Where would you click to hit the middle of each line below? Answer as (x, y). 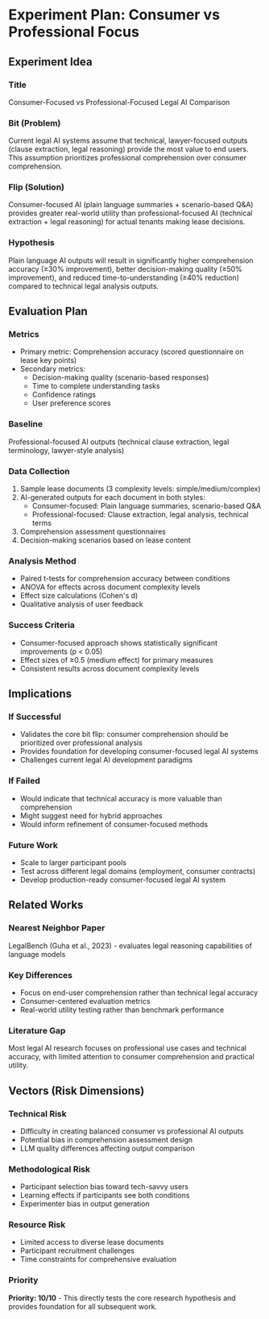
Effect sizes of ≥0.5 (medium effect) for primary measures (116, 659)
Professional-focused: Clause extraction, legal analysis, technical (141, 514)
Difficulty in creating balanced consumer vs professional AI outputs (132, 1131)
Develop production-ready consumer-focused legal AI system (123, 880)
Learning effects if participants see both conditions (105, 1196)
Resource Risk (37, 1225)
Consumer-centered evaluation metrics (85, 1001)
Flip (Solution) (36, 187)
